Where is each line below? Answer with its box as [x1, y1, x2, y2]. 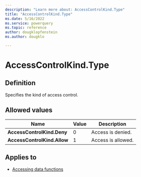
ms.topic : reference [5, 25, 47, 30]
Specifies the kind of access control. [5, 92, 79, 98]
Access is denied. [91, 129, 132, 136]
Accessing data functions [12, 166, 64, 172]
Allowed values [5, 106, 53, 115]
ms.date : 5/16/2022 [5, 16, 45, 21]
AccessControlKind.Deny [7, 129, 68, 136]
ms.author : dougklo [5, 35, 45, 39]
